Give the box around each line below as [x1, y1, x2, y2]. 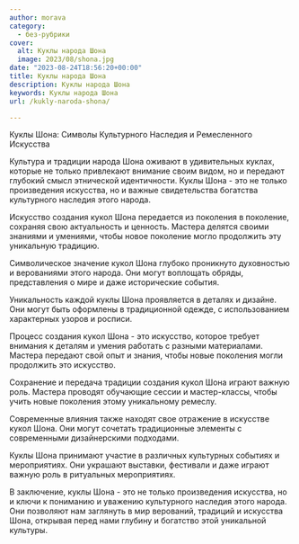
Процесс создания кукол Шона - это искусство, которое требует [9, 331, 260, 342]
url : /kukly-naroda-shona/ [9, 96, 110, 106]
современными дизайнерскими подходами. [9, 433, 180, 443]
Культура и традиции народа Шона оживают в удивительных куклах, [9, 156, 276, 167]
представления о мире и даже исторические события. [9, 277, 220, 288]
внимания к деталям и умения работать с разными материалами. [9, 341, 263, 352]
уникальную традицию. [9, 240, 100, 252]
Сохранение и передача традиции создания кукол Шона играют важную [9, 377, 290, 388]
